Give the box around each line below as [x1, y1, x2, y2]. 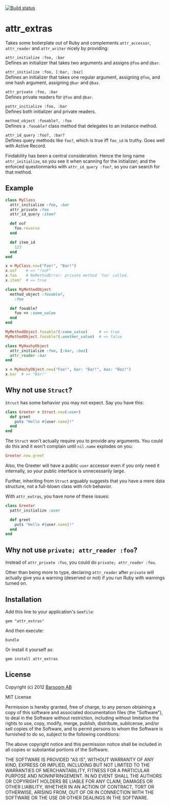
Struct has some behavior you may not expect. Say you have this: [5, 399, 144, 405]
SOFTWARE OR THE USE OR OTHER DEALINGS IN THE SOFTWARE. [5, 794, 149, 800]
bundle [5, 637, 19, 642]
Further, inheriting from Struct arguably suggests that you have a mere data [5, 478, 165, 484]
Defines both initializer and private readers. [5, 108, 96, 114]
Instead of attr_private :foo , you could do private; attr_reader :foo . [5, 559, 157, 565]
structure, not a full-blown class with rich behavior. [5, 483, 112, 489]
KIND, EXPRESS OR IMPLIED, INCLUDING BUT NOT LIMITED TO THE [5, 762, 150, 768]
